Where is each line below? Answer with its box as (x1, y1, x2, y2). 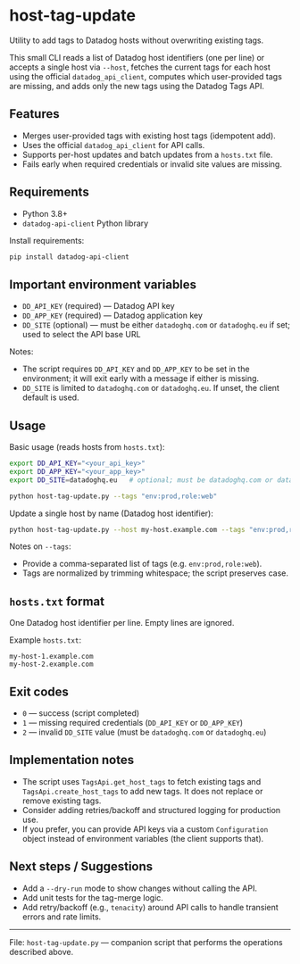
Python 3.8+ (21, 208, 69, 219)
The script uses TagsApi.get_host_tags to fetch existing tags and (21, 776, 262, 786)
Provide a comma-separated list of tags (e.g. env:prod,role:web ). (21, 559, 262, 569)
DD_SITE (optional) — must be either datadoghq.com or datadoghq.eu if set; (21, 320, 290, 330)
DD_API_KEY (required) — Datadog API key (21, 301, 176, 312)
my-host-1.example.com (9, 652, 94, 661)
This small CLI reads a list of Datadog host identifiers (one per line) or (9, 52, 265, 62)
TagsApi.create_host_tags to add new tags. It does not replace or (21, 785, 263, 796)
